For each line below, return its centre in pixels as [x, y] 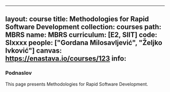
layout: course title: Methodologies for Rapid [77, 19]
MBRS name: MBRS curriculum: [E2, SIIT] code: [81, 35]
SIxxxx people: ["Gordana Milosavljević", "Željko [84, 43]
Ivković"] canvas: [34, 51]
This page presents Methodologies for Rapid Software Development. [77, 84]
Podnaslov [18, 73]
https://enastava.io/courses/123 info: [66, 59]
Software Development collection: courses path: [83, 27]
